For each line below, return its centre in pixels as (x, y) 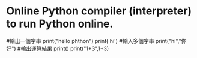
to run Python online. (60, 24)
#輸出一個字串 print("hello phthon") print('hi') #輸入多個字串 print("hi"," (94, 41)
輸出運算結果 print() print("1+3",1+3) (65, 48)
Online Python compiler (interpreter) (99, 11)
